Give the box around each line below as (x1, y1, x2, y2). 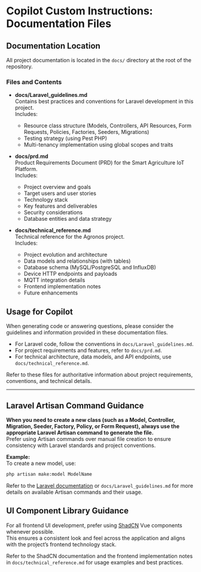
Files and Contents (6, 78, 62, 86)
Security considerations (23, 209, 83, 216)
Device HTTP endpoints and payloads (23, 270, 118, 278)
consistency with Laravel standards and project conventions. (6, 442, 156, 449)
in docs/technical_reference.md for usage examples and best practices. (6, 558, 184, 566)
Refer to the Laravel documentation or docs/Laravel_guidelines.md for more (6, 482, 193, 489)
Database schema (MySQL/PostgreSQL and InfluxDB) (23, 264, 157, 271)
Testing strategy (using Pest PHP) (23, 135, 108, 142)
